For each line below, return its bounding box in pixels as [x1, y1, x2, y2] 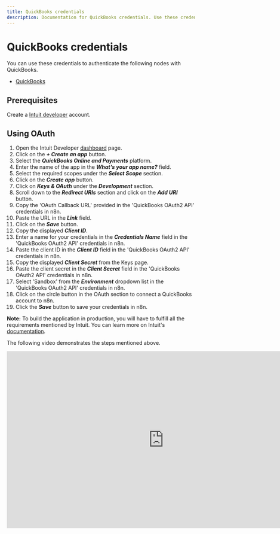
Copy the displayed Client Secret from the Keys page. [15, 259, 149, 266]
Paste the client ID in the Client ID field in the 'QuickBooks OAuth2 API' [15, 246, 190, 253]
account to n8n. [15, 297, 55, 304]
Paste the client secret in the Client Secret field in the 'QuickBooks [15, 265, 180, 272]
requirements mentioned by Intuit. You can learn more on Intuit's [7, 321, 165, 329]
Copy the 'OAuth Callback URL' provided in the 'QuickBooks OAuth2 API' [15, 202, 195, 209]
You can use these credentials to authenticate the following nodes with [7, 60, 181, 67]
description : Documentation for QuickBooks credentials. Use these [7, 14, 179, 20]
